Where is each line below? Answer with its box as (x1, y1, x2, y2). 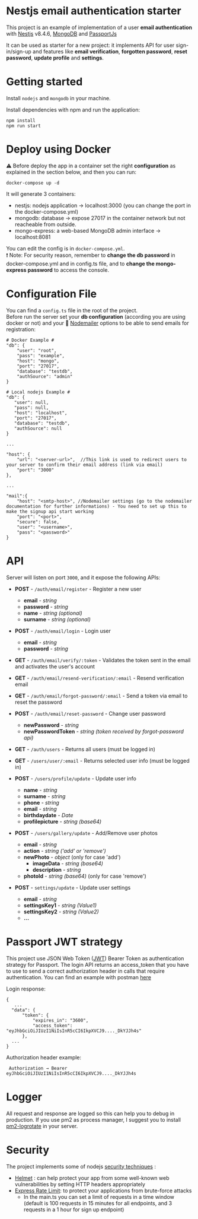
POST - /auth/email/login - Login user (14, 627, 111, 634)
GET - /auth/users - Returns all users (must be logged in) (14, 745, 156, 753)
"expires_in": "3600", (32, 1017, 89, 1023)
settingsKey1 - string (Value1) (23, 901, 97, 909)
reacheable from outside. (14, 221, 76, 228)
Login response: (6, 985, 46, 992)
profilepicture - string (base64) (23, 818, 102, 825)
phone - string (23, 799, 59, 806)
